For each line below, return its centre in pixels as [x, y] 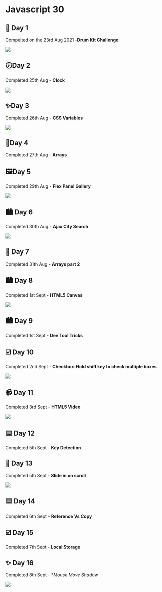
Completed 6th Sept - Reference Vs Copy [49, 516]
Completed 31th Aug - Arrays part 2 [43, 264]
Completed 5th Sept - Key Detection [43, 447]
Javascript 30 [35, 9]
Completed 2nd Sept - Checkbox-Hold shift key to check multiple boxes [81, 367]
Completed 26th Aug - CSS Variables [44, 118]
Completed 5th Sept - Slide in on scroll [46, 475]
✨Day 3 [17, 106]
